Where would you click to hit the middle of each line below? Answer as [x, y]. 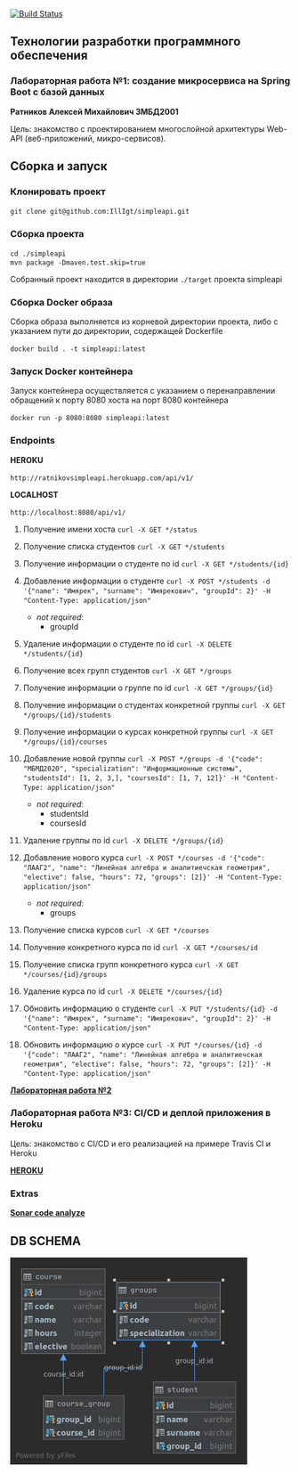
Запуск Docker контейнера [72, 371]
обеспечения [49, 56]
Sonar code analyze [48, 1213]
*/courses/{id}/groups [65, 974]
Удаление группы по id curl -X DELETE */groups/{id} [123, 840]
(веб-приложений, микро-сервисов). [95, 138]
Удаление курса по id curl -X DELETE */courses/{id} [123, 991]
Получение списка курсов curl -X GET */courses [116, 930]
